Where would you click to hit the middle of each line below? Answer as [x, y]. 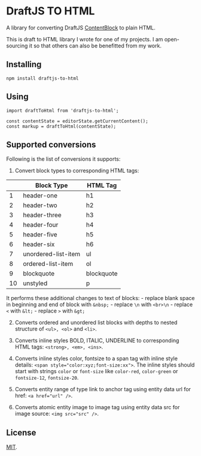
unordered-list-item [52, 254]
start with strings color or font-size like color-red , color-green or [96, 371]
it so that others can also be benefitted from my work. [95, 46]
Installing [24, 64]
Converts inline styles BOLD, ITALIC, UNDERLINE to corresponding [97, 341]
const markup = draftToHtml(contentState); [61, 126]
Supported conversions [51, 144]
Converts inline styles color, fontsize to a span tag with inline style [96, 359]
